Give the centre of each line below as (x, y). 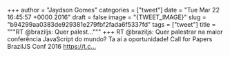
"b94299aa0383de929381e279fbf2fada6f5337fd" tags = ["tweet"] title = (112, 24)
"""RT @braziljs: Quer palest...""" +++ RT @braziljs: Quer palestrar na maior (115, 32)
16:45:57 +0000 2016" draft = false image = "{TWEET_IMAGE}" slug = (107, 17)
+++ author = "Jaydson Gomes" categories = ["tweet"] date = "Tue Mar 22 (113, 10)
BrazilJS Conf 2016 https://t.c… (52, 46)
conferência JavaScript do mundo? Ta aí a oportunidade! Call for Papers (110, 39)
